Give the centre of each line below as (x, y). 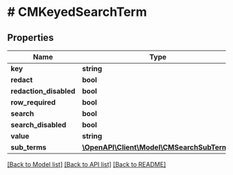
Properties (31, 38)
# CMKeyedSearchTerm (77, 12)
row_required (33, 102)
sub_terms (29, 147)
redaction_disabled (43, 91)
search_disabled (38, 125)
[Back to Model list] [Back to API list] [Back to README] (87, 164)
